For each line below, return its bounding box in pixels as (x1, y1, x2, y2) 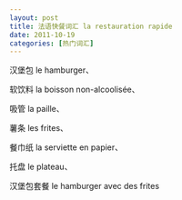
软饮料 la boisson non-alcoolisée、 (9, 84, 140, 95)
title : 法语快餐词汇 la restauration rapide (9, 22, 173, 31)
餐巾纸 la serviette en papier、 (9, 142, 124, 153)
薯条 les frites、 (9, 123, 68, 134)
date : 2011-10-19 (9, 30, 76, 39)
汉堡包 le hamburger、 (9, 65, 94, 75)
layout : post (9, 13, 59, 23)
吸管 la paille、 (9, 104, 66, 115)
